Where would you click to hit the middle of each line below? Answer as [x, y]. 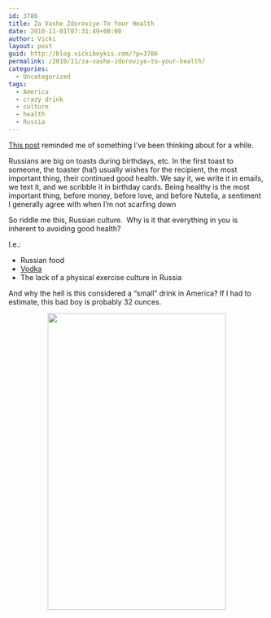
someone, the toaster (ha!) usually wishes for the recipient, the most [123, 169]
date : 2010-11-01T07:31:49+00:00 [65, 31]
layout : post [31, 46]
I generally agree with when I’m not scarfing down [92, 204]
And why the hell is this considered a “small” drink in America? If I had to [130, 293]
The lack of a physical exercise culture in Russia [101, 277]
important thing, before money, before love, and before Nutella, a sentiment [135, 195]
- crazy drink [39, 99]
